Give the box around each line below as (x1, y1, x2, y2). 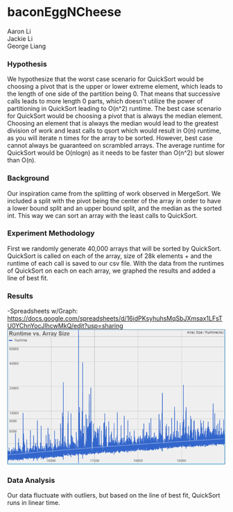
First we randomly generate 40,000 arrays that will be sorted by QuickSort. (7, 244, 222, 253)
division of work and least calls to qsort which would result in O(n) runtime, (7, 126, 222, 135)
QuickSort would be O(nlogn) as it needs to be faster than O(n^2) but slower (7, 148, 225, 157)
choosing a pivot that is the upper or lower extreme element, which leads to (7, 83, 223, 91)
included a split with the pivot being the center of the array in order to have (7, 196, 221, 205)
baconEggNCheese (7, 4, 121, 20)
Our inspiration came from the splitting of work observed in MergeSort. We (7, 189, 221, 198)
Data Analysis (7, 475, 55, 485)
